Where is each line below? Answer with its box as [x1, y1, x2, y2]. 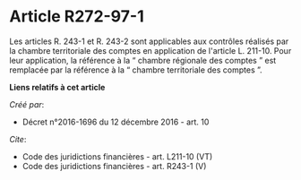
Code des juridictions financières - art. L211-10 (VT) [21, 150, 213, 162]
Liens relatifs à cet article [9, 81, 106, 92]
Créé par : [9, 99, 45, 109]
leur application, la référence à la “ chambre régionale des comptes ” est [9, 55, 277, 65]
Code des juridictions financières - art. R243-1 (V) [21, 160, 207, 171]
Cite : [9, 133, 27, 144]
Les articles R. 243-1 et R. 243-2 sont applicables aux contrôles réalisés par [9, 36, 289, 47]
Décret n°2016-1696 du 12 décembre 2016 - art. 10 [21, 116, 210, 127]
